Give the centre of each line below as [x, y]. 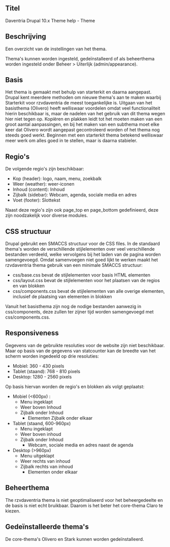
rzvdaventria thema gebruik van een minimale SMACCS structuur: [74, 265]
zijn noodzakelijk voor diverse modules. [46, 216]
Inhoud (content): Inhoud [39, 189]
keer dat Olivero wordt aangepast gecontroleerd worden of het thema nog [82, 130]
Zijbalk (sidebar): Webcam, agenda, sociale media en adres [75, 195]
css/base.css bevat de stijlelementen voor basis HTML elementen [81, 275]
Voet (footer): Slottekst [37, 200]
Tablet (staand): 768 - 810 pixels [46, 371]
